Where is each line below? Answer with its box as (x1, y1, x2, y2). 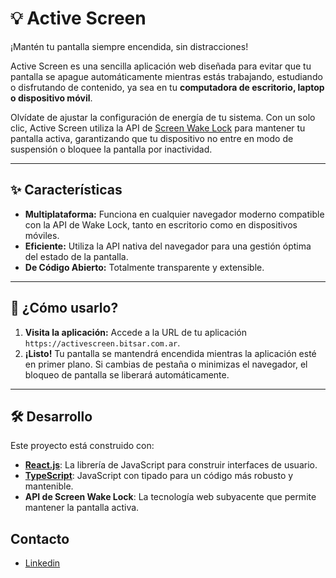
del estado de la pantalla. (24, 250, 129, 262)
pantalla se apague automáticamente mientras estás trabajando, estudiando (10, 70, 323, 82)
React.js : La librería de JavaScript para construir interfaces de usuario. (24, 459, 318, 471)
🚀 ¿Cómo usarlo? (10, 300, 119, 317)
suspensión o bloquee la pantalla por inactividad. (10, 143, 213, 155)
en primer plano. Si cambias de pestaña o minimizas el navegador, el (24, 358, 308, 370)
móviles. (24, 229, 60, 241)
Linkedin (24, 557, 61, 569)
